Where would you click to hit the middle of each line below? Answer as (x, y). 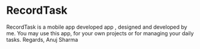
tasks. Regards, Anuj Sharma (42, 39)
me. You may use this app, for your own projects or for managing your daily (100, 33)
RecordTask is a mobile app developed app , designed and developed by (97, 27)
